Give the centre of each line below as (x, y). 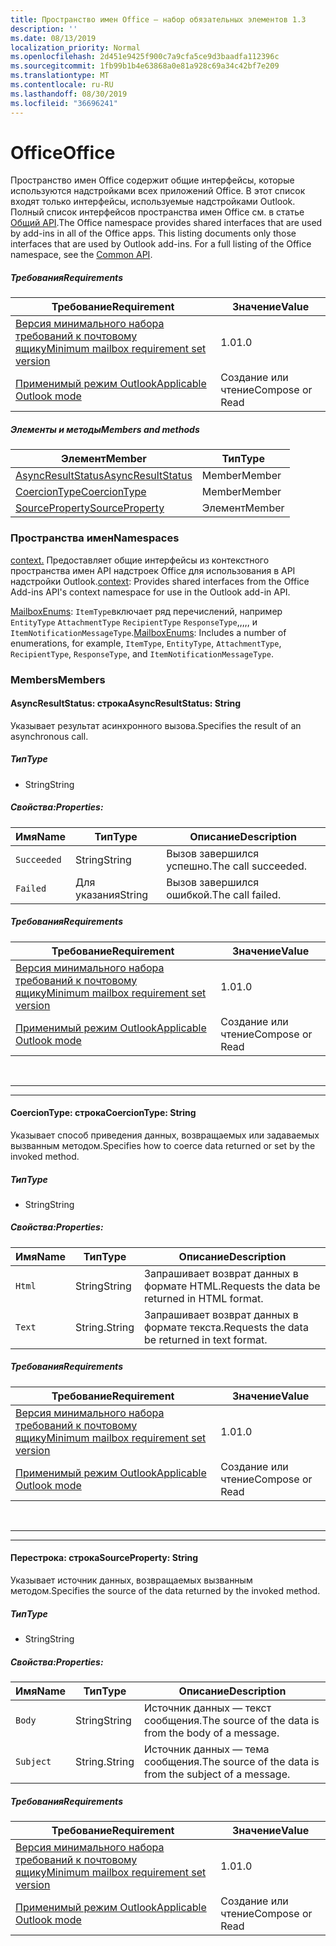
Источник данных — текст (208, 1708)
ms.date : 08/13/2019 (53, 38)
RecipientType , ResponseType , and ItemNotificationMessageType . (142, 653)
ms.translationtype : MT (60, 76)
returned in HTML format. (204, 1298)
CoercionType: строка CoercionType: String (103, 1113)
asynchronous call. (49, 736)
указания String (112, 894)
